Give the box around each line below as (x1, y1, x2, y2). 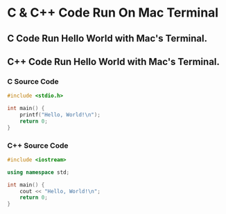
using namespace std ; (7, 168, 70, 176)
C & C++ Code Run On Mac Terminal (7, 5, 219, 21)
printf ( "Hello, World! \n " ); (19, 112, 101, 118)
